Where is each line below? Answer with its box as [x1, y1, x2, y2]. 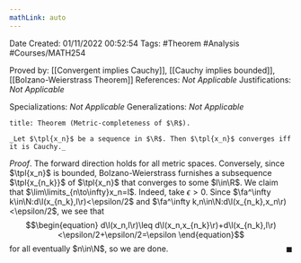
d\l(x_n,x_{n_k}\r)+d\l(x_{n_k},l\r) [154, 219, 277, 230]
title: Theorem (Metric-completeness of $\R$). [9, 118, 191, 127]
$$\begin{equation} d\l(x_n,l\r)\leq [25, 219, 154, 230]
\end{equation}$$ [178, 229, 245, 240]
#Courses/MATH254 [9, 47, 86, 58]
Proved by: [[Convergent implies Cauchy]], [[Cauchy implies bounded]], [9, 65, 276, 75]
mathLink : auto [9, 13, 66, 22]
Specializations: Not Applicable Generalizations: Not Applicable [9, 101, 244, 112]
